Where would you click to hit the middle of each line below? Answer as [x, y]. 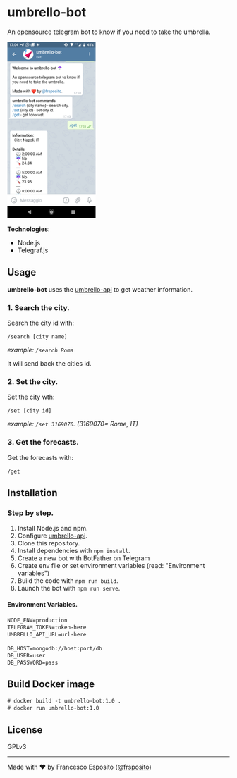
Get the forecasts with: [41, 457]
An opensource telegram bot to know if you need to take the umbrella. [109, 32]
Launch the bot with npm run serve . [69, 588]
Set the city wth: [31, 397]
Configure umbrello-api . [53, 536]
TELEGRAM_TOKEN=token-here [47, 627]
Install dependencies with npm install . [74, 551]
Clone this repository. [49, 543]
